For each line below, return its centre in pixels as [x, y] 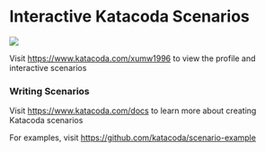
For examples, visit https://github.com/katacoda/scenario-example [132, 138]
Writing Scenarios [49, 91]
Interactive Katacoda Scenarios [129, 17]
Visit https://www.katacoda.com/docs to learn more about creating [133, 111]
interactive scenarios [48, 67]
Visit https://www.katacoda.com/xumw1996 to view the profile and [132, 58]
